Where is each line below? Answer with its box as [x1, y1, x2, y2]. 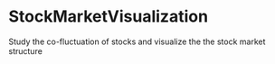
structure [8, 45, 43, 56]
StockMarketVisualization [8, 6, 209, 27]
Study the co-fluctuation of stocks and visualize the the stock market [8, 36, 266, 47]
